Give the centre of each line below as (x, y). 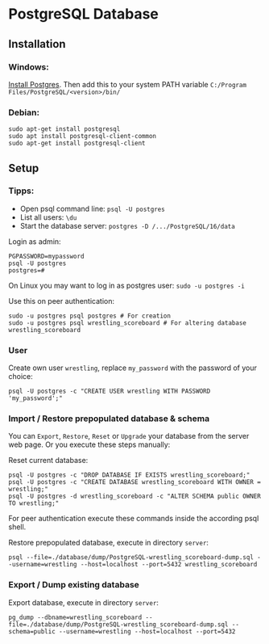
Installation (37, 44)
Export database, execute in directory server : (84, 602)
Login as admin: (35, 241)
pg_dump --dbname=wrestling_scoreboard (75, 617)
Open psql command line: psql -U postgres (92, 208)
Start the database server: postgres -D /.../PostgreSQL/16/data (127, 225)
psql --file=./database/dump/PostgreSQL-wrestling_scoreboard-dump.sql (131, 558)
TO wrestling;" (34, 503)
